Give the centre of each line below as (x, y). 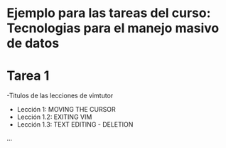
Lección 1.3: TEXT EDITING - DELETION (75, 125)
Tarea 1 (28, 76)
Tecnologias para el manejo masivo (113, 28)
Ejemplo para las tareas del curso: (109, 13)
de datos (33, 43)
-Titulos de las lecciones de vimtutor (60, 96)
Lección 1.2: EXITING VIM (54, 117)
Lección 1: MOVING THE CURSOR (66, 110)
